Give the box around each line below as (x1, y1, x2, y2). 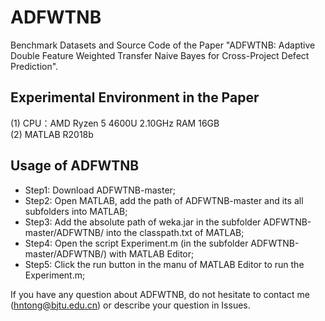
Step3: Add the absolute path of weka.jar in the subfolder (24, 216, 262, 228)
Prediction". (10, 60, 59, 72)
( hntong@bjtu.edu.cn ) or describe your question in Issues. (10, 299, 251, 311)
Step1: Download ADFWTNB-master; (24, 184, 177, 196)
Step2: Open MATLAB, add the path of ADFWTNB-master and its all (24, 194, 304, 206)
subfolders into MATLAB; (24, 205, 128, 217)
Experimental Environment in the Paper (10, 89, 260, 106)
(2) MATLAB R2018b (10, 128, 94, 140)
